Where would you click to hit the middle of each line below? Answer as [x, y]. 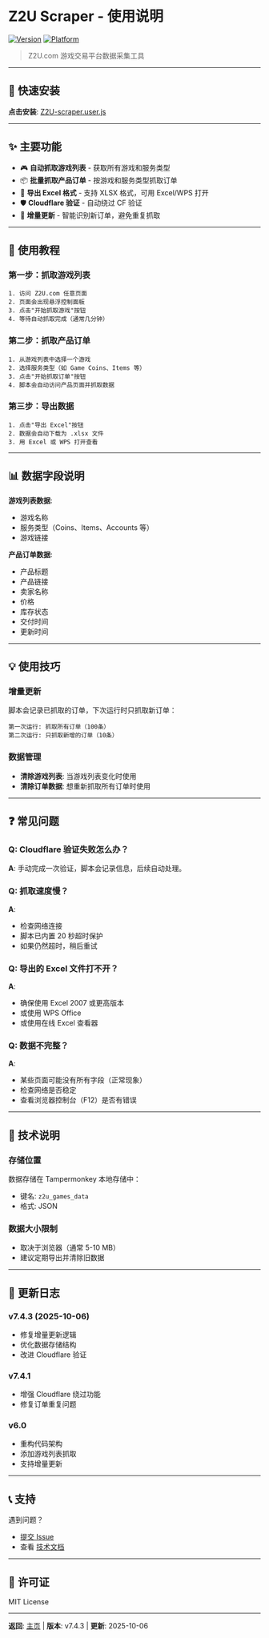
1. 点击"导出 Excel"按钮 [46, 425]
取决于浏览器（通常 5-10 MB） [70, 1248]
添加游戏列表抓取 [48, 1454]
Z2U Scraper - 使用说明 [86, 16]
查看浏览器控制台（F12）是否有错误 [78, 1100]
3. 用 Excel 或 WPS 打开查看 [53, 442]
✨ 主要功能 [35, 147]
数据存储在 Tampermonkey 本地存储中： [75, 1178]
